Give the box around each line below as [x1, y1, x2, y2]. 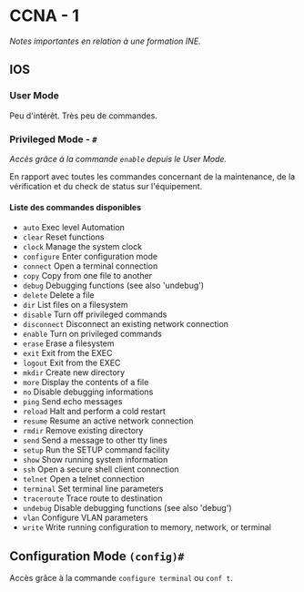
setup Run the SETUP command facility [22, 444, 170, 455]
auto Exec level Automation [22, 222, 126, 233]
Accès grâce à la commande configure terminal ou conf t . [9, 572, 234, 583]
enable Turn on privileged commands [22, 329, 162, 340]
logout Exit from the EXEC [22, 357, 121, 369]
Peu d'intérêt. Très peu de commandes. [9, 110, 157, 121]
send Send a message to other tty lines [22, 434, 168, 446]
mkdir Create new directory [22, 367, 126, 378]
